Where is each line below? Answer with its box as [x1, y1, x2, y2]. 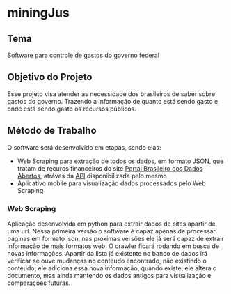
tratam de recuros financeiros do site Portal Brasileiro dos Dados [17, 164, 203, 172]
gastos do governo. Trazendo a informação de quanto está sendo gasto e [7, 97, 218, 105]
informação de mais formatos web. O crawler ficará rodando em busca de [7, 242, 220, 250]
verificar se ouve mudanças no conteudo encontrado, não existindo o [7, 256, 207, 265]
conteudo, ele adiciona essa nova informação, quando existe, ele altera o [7, 263, 217, 272]
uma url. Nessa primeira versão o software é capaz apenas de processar [7, 226, 216, 235]
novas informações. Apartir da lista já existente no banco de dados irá [7, 249, 208, 257]
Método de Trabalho [7, 125, 97, 137]
